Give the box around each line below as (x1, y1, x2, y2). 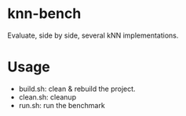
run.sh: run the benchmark (18, 100, 105, 110)
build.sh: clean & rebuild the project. (18, 84, 136, 93)
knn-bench (7, 5, 82, 23)
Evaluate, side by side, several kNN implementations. (7, 31, 179, 40)
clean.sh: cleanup (18, 92, 76, 102)
